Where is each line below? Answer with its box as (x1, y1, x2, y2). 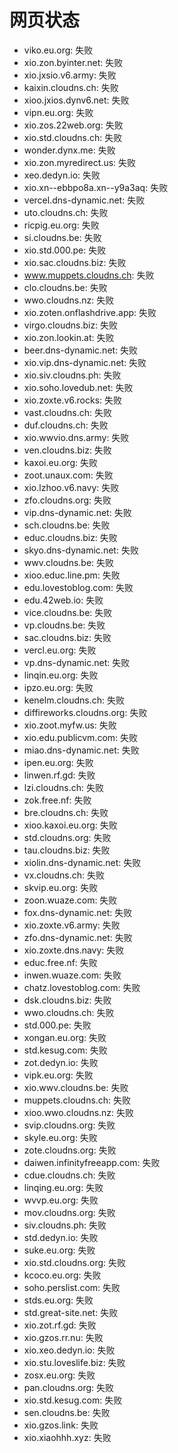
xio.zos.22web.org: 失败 (23, 119, 124, 131)
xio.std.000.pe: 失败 (23, 244, 107, 256)
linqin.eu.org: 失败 (23, 669, 99, 681)
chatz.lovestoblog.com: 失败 (23, 981, 141, 993)
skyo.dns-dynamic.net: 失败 (23, 544, 139, 556)
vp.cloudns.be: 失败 (23, 619, 106, 631)
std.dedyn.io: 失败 (23, 1231, 99, 1243)
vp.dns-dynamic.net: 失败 (23, 656, 131, 668)
